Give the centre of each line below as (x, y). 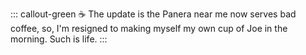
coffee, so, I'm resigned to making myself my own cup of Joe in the (149, 28)
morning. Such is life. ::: (59, 39)
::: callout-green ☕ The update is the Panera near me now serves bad (153, 14)
